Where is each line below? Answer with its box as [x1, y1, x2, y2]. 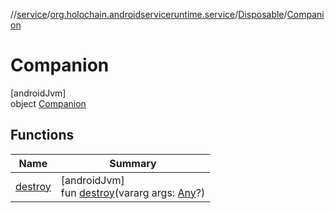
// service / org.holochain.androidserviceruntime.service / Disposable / [10, 9, 288, 20]
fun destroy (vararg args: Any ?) [60, 185, 206, 199]
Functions [10, 127, 75, 144]
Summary [109, 156, 157, 170]
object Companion [10, 97, 87, 109]
